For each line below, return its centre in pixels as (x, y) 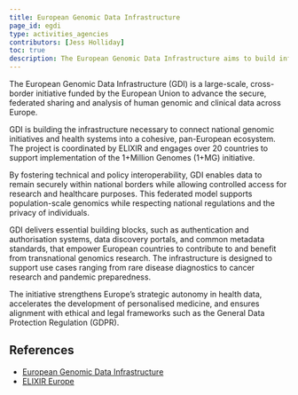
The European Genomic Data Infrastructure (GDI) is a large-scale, (129, 84)
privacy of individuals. (50, 213)
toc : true (27, 51)
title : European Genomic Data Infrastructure (94, 17)
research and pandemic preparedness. (80, 277)
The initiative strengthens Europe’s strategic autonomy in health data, (136, 294)
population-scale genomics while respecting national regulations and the (142, 203)
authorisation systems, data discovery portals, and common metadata (137, 239)
